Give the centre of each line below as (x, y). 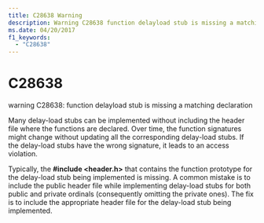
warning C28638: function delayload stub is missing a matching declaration (130, 105)
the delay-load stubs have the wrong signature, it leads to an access (119, 145)
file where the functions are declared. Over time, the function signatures (125, 129)
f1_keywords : (29, 37)
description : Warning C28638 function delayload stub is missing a (121, 23)
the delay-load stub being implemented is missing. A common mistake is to (130, 177)
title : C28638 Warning (45, 15)
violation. (23, 154)
